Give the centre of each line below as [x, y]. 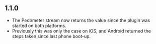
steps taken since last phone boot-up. [51, 36]
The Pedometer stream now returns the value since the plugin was [81, 20]
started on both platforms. [39, 25]
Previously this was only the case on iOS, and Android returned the [82, 31]
